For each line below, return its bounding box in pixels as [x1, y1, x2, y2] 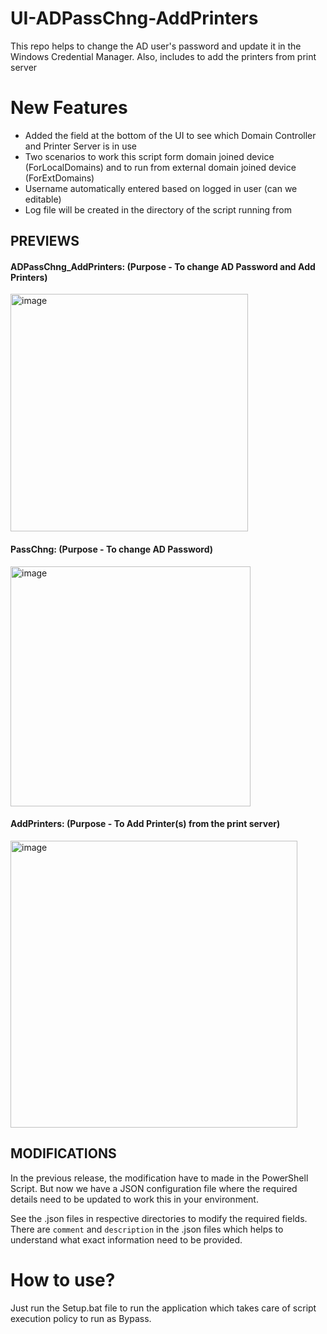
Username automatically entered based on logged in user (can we [24, 182, 298, 194]
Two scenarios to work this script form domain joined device [24, 150, 275, 162]
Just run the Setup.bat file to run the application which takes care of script [10, 1302, 317, 1314]
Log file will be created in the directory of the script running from [24, 203, 292, 216]
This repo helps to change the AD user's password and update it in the [10, 40, 302, 52]
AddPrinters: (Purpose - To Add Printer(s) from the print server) [10, 818, 281, 830]
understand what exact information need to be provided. [10, 1233, 243, 1246]
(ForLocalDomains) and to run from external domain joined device [24, 161, 297, 173]
